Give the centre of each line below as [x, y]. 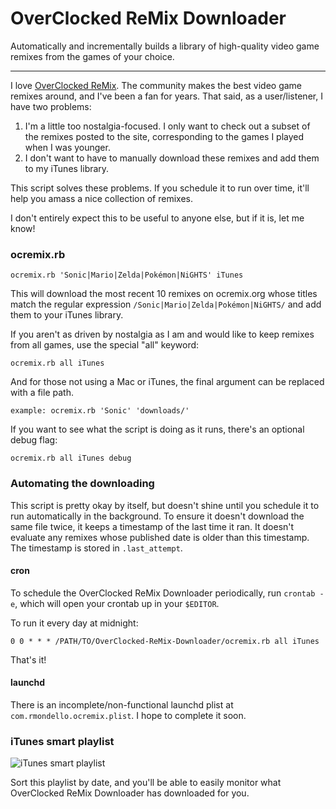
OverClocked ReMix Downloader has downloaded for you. [130, 793]
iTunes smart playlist [62, 741]
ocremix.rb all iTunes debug [71, 458]
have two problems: [51, 106]
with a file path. [42, 393]
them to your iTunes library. [67, 315]
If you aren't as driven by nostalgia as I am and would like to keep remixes [162, 334]
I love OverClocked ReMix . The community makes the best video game [156, 85]
